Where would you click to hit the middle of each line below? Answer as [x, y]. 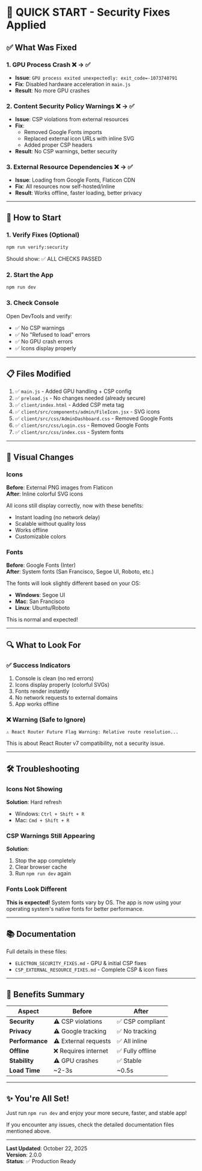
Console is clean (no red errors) [54, 678]
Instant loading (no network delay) [57, 517]
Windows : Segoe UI [40, 595]
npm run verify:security [37, 247]
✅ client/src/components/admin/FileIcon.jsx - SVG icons [87, 412]
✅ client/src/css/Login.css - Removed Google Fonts [82, 426]
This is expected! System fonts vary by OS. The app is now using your [94, 902]
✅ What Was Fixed [41, 47]
